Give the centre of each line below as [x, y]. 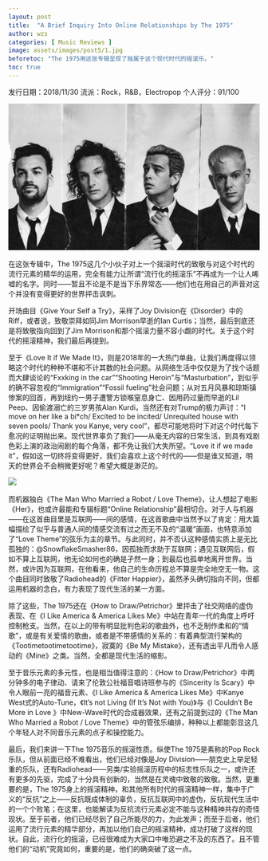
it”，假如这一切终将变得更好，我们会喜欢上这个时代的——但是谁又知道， [127, 455]
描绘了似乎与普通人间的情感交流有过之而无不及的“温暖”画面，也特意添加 [134, 529]
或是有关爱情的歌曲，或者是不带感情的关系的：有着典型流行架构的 [134, 635]
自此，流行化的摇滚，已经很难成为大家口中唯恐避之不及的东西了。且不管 [141, 839]
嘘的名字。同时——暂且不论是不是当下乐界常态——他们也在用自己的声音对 [130, 284]
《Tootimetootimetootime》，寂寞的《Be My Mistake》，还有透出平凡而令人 [130, 645]
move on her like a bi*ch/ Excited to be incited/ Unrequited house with [123, 416]
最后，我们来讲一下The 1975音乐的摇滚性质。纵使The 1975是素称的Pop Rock [134, 749]
